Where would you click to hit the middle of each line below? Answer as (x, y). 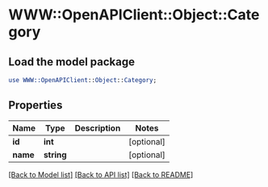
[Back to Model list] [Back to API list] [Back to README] (101, 174)
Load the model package (72, 62)
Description (98, 128)
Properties (36, 105)
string (55, 155)
